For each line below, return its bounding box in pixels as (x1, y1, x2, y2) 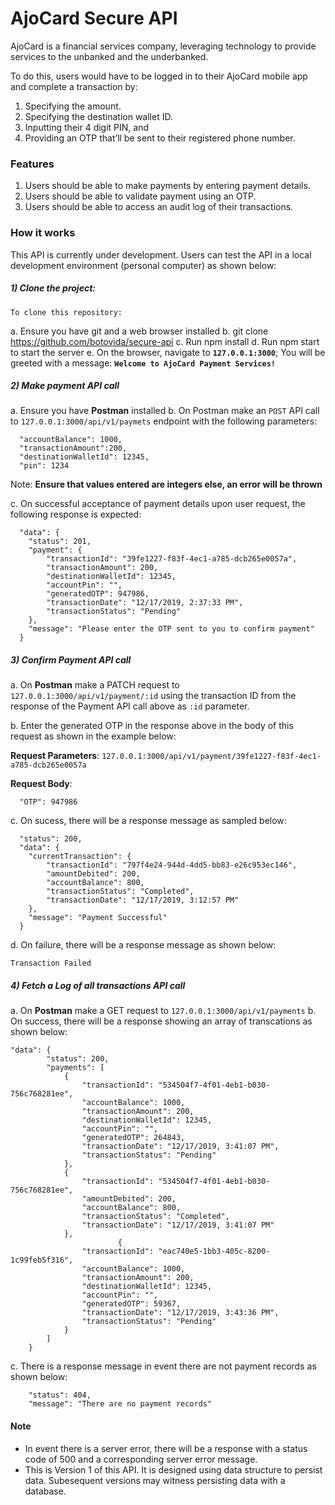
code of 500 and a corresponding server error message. (24, 1453, 258, 1465)
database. (24, 1485, 67, 1497)
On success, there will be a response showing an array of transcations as (10, 1015, 313, 1027)
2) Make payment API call (10, 380, 120, 392)
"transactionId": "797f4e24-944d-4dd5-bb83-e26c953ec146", (46, 860, 298, 871)
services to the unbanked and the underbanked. (10, 50, 209, 62)
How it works (10, 226, 76, 240)
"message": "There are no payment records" (28, 1399, 213, 1409)
